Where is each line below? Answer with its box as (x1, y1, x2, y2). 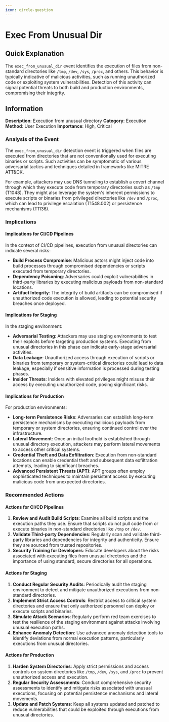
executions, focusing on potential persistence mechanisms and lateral (12, 690, 158, 696)
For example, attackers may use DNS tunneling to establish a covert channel (5, 178, 164, 185)
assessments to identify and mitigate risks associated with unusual (12, 685, 152, 691)
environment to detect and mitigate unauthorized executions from (12, 586, 150, 593)
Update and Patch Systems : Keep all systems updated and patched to (12, 701, 160, 707)
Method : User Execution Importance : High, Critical (5, 123, 112, 129)
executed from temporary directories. (12, 268, 91, 274)
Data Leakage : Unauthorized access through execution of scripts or (12, 355, 155, 361)
